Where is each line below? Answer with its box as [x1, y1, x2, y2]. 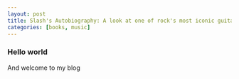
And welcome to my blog [7, 63, 80, 72]
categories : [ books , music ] [7, 23, 91, 31]
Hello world [7, 47, 48, 57]
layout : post [7, 10, 46, 18]
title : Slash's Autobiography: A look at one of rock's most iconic [7, 17, 215, 24]
